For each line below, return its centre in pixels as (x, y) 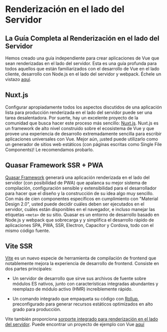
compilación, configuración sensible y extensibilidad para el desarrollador (81, 188)
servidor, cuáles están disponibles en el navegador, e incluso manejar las (80, 209)
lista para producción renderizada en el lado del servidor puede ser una (79, 112)
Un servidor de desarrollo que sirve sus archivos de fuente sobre (79, 278)
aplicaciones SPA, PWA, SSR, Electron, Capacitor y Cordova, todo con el (79, 225)
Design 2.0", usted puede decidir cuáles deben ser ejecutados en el (75, 204)
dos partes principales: (29, 269)
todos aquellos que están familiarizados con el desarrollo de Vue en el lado (82, 69)
